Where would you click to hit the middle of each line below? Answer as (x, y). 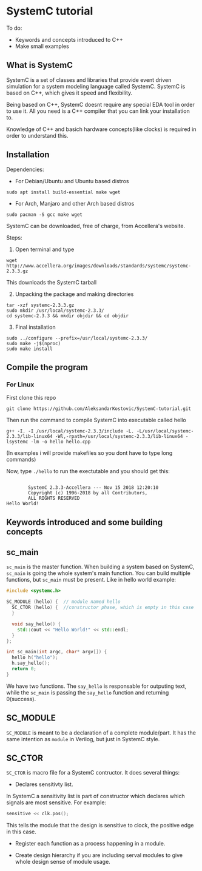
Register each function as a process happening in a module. (90, 844)
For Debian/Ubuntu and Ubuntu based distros (72, 181)
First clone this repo (31, 398)
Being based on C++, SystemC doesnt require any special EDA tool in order (101, 104)
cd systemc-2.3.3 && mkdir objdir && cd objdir (68, 316)
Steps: (14, 237)
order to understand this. (37, 135)
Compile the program (47, 367)
